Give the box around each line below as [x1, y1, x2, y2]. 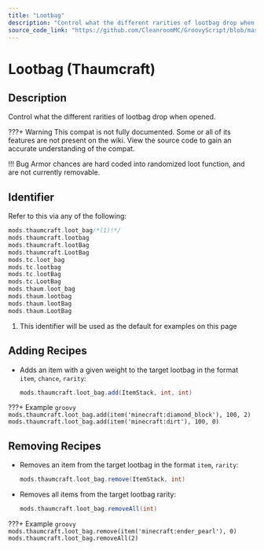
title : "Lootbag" [8, 11, 65, 20]
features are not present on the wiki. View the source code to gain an [8, 135, 232, 146]
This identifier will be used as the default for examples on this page [19, 321, 237, 330]
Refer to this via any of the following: [8, 212, 127, 221]
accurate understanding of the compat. [8, 144, 135, 153]
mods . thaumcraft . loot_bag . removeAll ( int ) [19, 505, 158, 513]
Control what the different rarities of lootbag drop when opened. [8, 112, 216, 122]
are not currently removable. [8, 168, 101, 177]
